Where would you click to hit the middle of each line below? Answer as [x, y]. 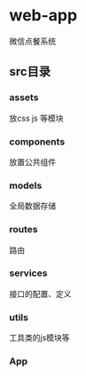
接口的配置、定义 [40, 294]
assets [24, 98]
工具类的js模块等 [39, 338]
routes [23, 230]
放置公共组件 [32, 161]
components [37, 141]
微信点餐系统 [32, 41]
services [28, 273]
